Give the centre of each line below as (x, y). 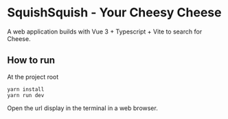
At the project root (33, 77)
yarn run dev (26, 95)
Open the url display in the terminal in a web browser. (82, 108)
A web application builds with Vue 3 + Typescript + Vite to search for (105, 31)
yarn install (26, 89)
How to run (31, 61)
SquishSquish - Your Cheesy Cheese (114, 13)
